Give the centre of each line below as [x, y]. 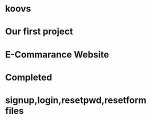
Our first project [39, 32]
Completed [29, 77]
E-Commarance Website [57, 54]
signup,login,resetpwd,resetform [76, 100]
